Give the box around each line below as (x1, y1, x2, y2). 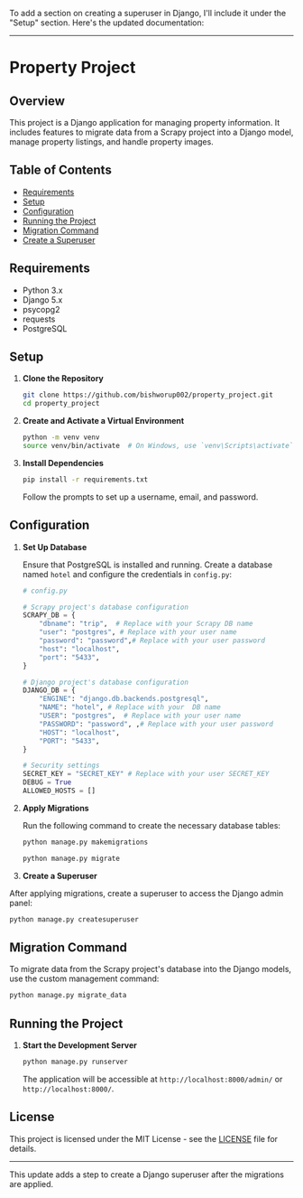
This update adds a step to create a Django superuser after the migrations (9, 1169, 284, 1180)
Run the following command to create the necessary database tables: (22, 819, 281, 830)
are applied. (9, 1178, 54, 1189)
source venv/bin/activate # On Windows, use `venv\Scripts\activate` (22, 442, 294, 451)
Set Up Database (22, 541, 87, 552)
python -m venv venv (22, 433, 100, 442)
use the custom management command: (9, 973, 160, 984)
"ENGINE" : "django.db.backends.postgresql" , (39, 695, 209, 704)
